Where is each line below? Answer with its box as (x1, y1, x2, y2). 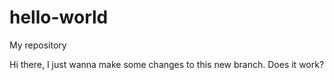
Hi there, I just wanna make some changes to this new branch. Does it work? (9, 58, 325, 70)
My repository (9, 39, 67, 51)
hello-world (9, 6, 109, 29)
